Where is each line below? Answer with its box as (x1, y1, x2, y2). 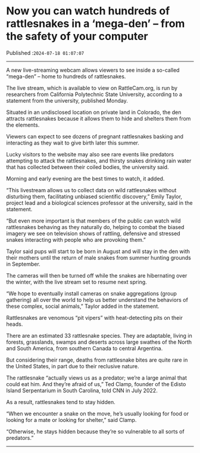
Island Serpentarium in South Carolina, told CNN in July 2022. (6, 387, 158, 394)
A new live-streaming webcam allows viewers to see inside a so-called (6, 66, 180, 73)
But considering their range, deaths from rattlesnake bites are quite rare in (6, 356, 188, 363)
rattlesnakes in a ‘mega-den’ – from (6, 17, 185, 30)
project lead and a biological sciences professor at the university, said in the (6, 199, 193, 207)
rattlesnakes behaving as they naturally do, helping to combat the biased (6, 223, 185, 230)
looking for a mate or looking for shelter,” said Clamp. (6, 416, 137, 423)
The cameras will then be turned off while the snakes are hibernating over (6, 272, 187, 279)
